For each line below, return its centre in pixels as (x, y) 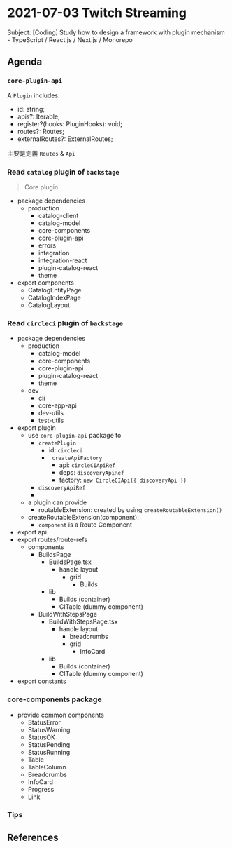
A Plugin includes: (34, 95)
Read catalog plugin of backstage (64, 172)
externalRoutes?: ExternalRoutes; (65, 139)
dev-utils (51, 413)
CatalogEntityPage (55, 290)
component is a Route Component (85, 525)
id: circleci (66, 450)
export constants (42, 681)
